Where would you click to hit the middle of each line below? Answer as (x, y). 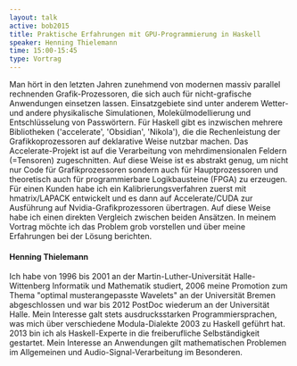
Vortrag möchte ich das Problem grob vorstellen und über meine (128, 227)
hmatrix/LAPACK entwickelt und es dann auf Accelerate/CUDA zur (131, 198)
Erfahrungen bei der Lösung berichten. (81, 236)
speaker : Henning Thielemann (63, 42)
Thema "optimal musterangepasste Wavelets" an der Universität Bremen (143, 295)
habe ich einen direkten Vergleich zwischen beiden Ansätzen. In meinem (143, 217)
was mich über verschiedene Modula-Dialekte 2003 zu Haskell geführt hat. (147, 324)
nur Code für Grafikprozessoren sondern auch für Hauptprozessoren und (144, 170)
